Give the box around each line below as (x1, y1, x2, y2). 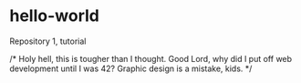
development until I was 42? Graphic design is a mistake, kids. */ (9, 63, 253, 74)
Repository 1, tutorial (9, 36, 87, 47)
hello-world (9, 5, 100, 26)
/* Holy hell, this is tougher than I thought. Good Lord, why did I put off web (9, 53, 293, 64)
